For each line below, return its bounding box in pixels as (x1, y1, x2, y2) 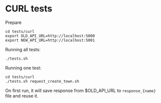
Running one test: (5, 65, 41, 71)
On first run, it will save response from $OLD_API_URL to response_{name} (5, 88, 156, 94)
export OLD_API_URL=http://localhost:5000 (5, 33, 95, 38)
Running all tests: (5, 46, 41, 52)
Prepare (5, 19, 21, 25)
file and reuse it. (5, 93, 38, 99)
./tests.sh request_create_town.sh (5, 79, 79, 84)
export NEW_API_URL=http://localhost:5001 (5, 38, 95, 43)
